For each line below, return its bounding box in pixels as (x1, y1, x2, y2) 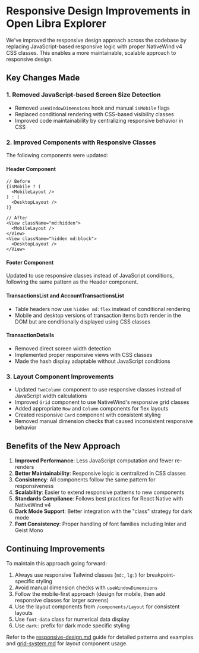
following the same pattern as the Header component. (6, 278, 138, 285)
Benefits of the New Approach (6, 441, 121, 451)
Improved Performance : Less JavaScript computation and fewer (14, 457, 174, 464)
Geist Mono (14, 526, 43, 534)
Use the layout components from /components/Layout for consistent (14, 603, 180, 610)
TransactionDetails (6, 332, 55, 339)
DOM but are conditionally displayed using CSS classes (14, 318, 151, 325)
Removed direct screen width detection (14, 344, 112, 352)
